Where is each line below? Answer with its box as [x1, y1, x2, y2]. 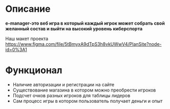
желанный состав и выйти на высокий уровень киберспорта [5, 25, 143, 31]
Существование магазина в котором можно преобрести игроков [12, 87, 156, 93]
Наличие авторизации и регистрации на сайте [12, 81, 115, 87]
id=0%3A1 [5, 46, 27, 52]
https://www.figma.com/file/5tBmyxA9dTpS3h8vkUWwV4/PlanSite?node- [5, 41, 162, 47]
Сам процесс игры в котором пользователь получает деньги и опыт [12, 98, 163, 104]
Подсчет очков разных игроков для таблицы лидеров [12, 92, 131, 98]
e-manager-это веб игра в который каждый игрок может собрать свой [5, 20, 165, 26]
